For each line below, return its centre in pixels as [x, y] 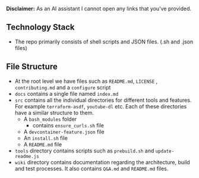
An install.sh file [46, 138]
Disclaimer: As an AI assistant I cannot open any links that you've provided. [99, 9]
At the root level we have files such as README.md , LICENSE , [86, 81]
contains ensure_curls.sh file [68, 125]
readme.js [27, 156]
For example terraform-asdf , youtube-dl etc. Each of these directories [101, 106]
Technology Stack [40, 27]
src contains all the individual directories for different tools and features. [103, 100]
